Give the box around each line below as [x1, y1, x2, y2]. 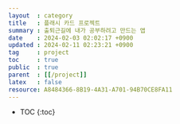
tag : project [8, 48, 69, 56]
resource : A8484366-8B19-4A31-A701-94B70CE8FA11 [8, 85, 173, 94]
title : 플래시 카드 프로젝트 [8, 19, 101, 27]
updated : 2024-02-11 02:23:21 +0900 [8, 41, 134, 49]
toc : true [8, 56, 59, 64]
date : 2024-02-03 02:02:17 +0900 [8, 33, 134, 42]
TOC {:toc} [19, 107, 56, 117]
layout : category [8, 11, 73, 20]
